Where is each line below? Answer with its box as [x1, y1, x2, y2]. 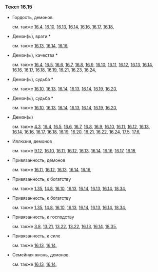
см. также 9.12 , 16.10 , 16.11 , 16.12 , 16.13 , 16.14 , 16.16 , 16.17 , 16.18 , [12, 148, 137, 154]
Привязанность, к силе [12, 233, 60, 239]
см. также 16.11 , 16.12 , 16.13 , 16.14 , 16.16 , [12, 167, 92, 173]
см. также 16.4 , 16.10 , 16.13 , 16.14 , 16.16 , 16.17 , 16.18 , [12, 24, 114, 30]
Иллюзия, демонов [12, 138, 52, 145]
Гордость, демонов [12, 15, 53, 21]
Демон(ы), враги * [12, 33, 51, 40]
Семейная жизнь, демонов [12, 252, 69, 258]
